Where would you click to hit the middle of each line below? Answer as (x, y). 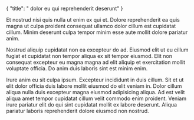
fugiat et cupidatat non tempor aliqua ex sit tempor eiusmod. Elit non (89, 56)
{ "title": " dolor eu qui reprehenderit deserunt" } (65, 8)
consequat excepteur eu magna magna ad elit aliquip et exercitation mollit (96, 62)
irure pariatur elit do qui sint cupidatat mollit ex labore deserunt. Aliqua (92, 104)
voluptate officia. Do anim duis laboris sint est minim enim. (77, 68)
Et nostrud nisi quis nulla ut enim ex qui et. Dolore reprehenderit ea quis (93, 20)
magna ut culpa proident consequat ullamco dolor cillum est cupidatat (91, 26)
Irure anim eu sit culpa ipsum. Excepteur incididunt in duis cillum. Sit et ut (95, 80)
